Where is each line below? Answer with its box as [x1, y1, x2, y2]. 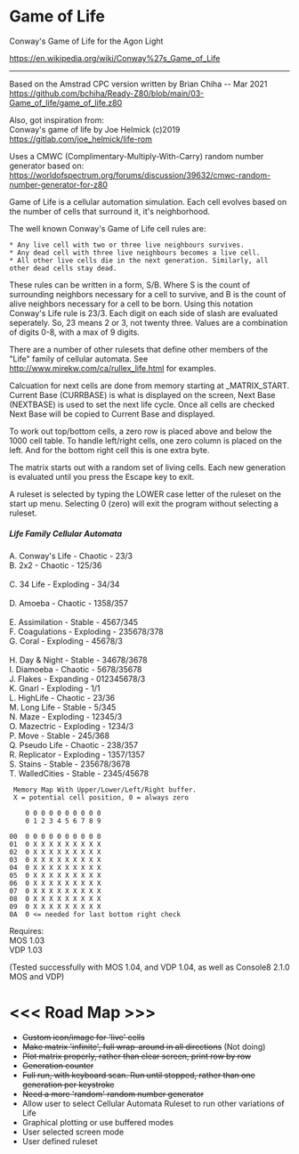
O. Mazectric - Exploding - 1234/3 [9, 720, 134, 731]
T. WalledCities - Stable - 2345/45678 [9, 768, 149, 778]
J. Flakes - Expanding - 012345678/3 [9, 673, 146, 684]
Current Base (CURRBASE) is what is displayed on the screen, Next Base [9, 389, 276, 400]
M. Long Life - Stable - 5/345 [9, 702, 117, 712]
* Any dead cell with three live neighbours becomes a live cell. [9, 248, 261, 257]
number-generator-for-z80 [9, 179, 109, 190]
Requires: [9, 925, 44, 936]
